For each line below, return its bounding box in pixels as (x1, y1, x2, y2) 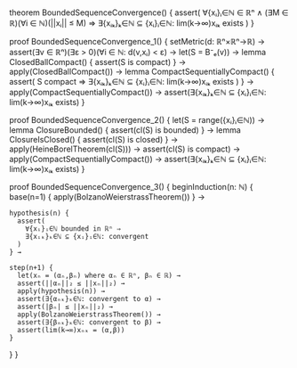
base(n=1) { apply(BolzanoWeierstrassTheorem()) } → (9, 192, 206, 202)
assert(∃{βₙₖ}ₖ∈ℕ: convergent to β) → (17, 318, 162, 327)
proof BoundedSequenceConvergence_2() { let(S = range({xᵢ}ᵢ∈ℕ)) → (9, 115, 265, 125)
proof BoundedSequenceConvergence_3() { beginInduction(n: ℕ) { (9, 182, 253, 192)
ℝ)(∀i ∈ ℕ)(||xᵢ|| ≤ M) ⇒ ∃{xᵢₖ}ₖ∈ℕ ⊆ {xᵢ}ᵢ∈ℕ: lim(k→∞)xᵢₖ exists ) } (9, 18, 255, 29)
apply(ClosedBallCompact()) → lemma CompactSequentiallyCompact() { (9, 66, 276, 77)
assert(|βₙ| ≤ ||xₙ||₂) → (17, 302, 114, 311)
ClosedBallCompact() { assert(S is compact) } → (9, 57, 187, 67)
